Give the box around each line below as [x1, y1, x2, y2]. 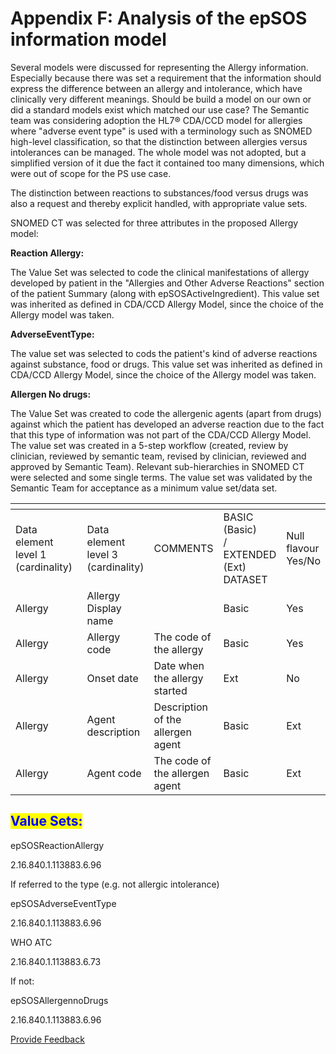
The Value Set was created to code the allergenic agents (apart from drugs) [10, 407, 322, 419]
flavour [286, 541, 320, 555]
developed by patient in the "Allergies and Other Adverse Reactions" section [10, 277, 325, 289]
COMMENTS [153, 541, 214, 555]
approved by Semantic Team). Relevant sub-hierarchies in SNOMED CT [10, 460, 305, 472]
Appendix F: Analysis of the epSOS [10, 7, 308, 30]
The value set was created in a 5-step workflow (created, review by [10, 439, 289, 451]
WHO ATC [10, 936, 53, 948]
